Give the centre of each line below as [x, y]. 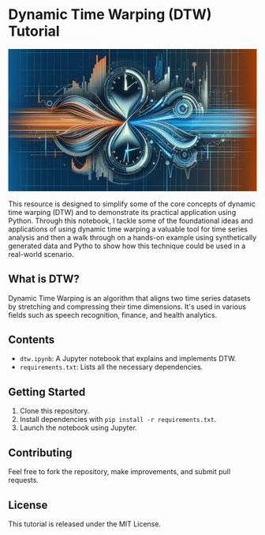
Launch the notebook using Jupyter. [78, 428]
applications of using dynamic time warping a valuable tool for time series [128, 229]
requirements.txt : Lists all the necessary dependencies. [111, 367]
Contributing [40, 452]
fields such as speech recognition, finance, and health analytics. [113, 315]
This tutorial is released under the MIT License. [85, 524]
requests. [24, 480]
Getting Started [47, 392]
